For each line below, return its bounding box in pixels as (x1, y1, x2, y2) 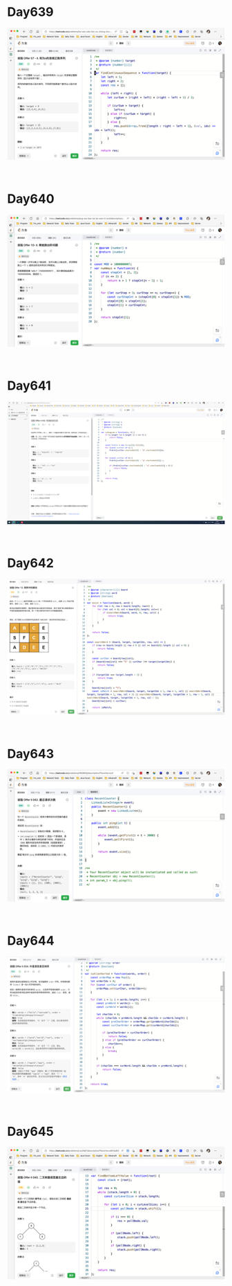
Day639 (7, 4, 54, 20)
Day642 (7, 555, 54, 571)
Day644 (7, 932, 55, 948)
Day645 (7, 1123, 54, 1139)
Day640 (7, 191, 55, 207)
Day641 (7, 378, 51, 394)
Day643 (7, 745, 55, 761)
